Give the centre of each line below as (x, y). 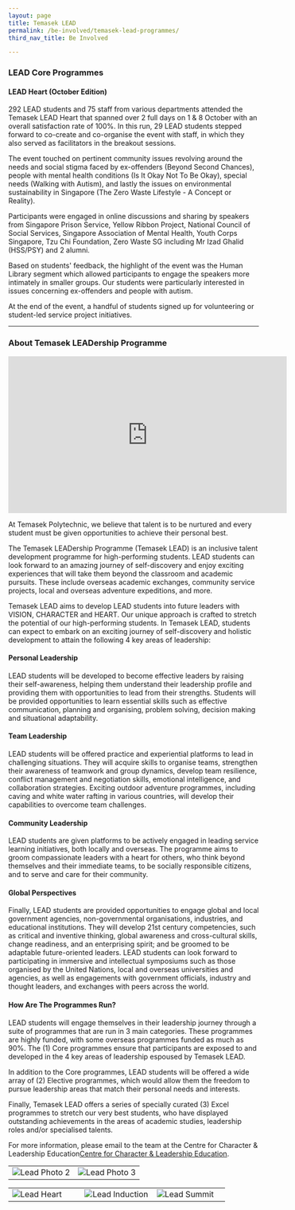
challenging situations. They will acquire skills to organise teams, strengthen (133, 762)
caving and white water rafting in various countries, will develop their (121, 797)
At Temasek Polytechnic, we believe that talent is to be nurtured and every (130, 524)
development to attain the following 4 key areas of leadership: (109, 640)
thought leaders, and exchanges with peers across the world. (109, 987)
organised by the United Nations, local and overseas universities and (120, 969)
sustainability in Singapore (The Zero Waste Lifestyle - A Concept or (120, 193)
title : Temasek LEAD (43, 23)
